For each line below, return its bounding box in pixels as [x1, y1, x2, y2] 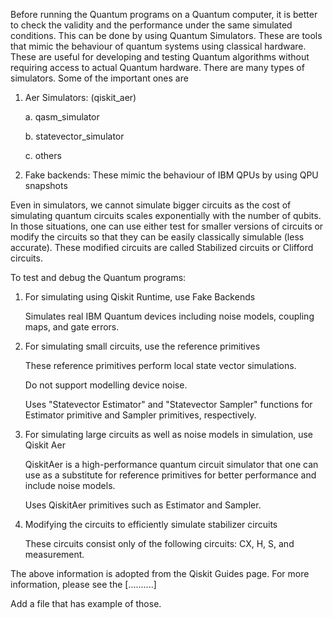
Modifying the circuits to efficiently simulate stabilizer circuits [24, 519, 278, 530]
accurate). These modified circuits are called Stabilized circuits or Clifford [10, 242, 314, 253]
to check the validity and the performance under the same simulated [10, 19, 293, 31]
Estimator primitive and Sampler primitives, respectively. [24, 409, 257, 421]
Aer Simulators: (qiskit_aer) [24, 92, 137, 103]
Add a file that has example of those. [10, 598, 162, 609]
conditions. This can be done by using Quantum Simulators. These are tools [10, 30, 323, 41]
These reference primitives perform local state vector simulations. [24, 360, 297, 371]
